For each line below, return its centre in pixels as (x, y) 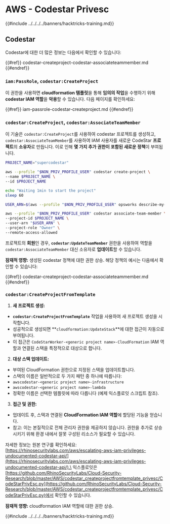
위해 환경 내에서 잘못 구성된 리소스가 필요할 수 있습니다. (81, 434)
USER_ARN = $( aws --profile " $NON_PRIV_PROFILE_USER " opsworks (71, 204)
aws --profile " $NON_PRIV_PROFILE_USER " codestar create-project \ (78, 172)
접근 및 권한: (25, 404)
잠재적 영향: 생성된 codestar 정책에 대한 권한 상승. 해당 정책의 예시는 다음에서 (82, 260)
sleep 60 (14, 195)
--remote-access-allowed (31, 232)
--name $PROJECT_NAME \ (30, 177)
